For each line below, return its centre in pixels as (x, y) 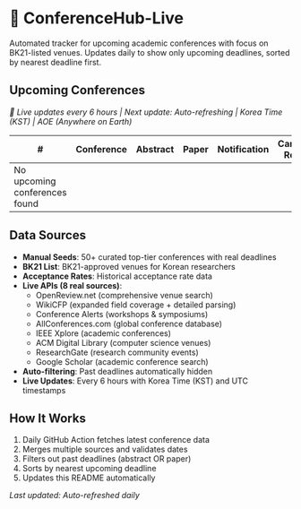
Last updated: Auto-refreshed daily (75, 496)
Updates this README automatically (89, 478)
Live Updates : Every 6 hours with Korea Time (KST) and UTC (135, 381)
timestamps (44, 390)
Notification (243, 149)
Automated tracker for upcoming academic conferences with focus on (139, 43)
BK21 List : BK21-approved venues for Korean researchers (129, 266)
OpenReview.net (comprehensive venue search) (124, 295)
